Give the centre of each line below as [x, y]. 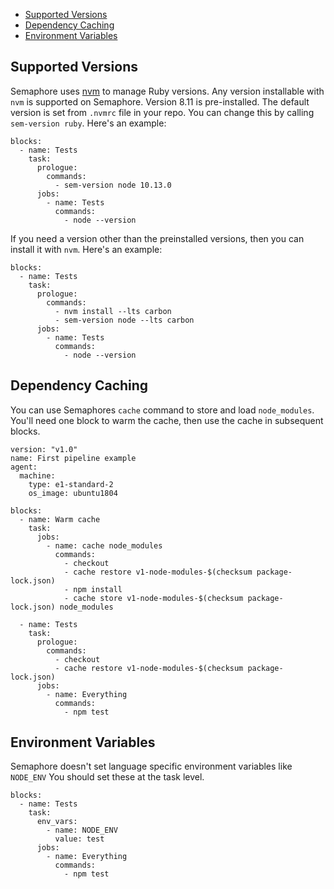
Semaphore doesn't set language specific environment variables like [151, 766]
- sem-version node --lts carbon [124, 320]
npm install [98, 589]
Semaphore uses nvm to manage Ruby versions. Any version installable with [167, 91]
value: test [79, 839]
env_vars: [57, 822]
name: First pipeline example [73, 458]
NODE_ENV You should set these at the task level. [107, 777]
